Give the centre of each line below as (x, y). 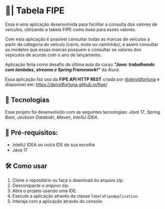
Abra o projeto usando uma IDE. (45, 191)
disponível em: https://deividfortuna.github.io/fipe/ (56, 84)
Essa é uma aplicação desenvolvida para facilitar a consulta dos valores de (81, 24)
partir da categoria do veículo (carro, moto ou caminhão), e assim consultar (82, 44)
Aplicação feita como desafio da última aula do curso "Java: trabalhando (80, 64)
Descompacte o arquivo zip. (41, 186)
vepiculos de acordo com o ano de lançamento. (53, 55)
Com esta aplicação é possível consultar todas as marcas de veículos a (78, 39)
